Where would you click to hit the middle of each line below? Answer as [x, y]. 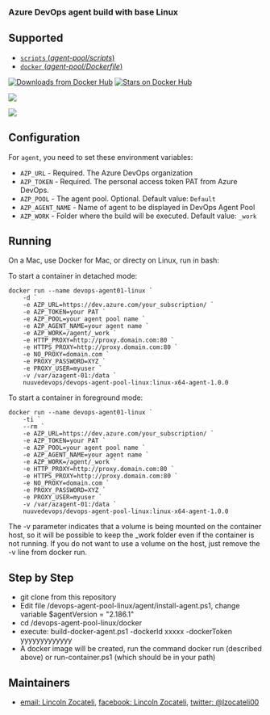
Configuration [44, 138]
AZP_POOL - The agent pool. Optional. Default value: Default [118, 198]
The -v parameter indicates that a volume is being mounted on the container [135, 527]
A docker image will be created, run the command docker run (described [141, 649]
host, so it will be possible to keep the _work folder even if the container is [131, 535]
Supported [36, 38]
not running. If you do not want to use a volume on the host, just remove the [134, 544]
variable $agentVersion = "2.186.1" [77, 614]
